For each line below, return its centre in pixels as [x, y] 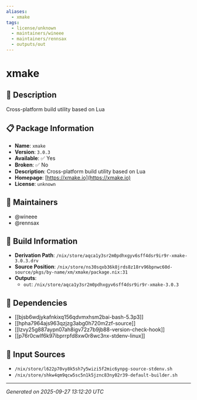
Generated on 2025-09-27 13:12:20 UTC [55, 391]
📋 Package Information [50, 129]
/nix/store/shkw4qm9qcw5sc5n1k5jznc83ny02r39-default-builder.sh [96, 375]
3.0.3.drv [27, 261]
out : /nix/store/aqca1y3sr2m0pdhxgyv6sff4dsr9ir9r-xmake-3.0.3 [101, 284]
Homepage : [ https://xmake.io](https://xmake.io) [72, 178]
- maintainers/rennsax [39, 39]
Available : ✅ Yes [35, 158]
